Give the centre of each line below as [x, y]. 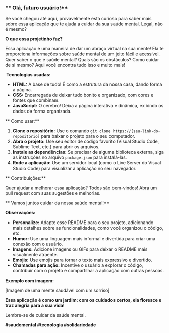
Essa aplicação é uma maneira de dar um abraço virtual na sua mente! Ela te [84, 49]
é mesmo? [16, 29]
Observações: [20, 213]
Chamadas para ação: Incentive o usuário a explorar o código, [78, 265]
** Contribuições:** [26, 178]
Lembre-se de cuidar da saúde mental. [46, 315]
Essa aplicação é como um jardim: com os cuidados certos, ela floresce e [83, 300]
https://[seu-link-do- [136, 131]
